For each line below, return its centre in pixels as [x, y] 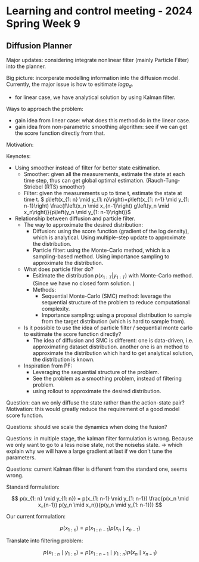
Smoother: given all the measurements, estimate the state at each [104, 174]
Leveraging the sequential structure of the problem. [96, 372]
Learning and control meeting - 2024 [99, 11]
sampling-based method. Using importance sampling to [101, 256]
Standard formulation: [33, 487]
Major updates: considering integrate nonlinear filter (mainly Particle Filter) [98, 60]
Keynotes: [18, 156]
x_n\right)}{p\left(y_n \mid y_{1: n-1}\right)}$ [77, 212]
